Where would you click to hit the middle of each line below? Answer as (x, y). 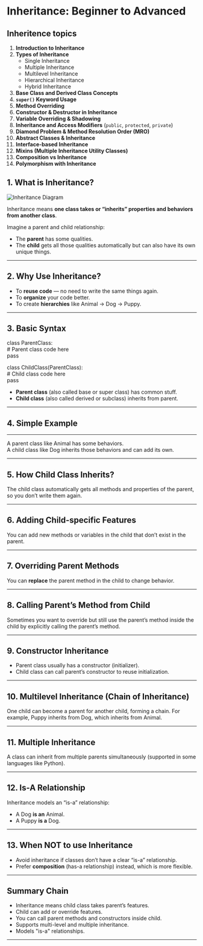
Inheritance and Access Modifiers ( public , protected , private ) (94, 125)
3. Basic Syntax (36, 329)
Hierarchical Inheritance (54, 80)
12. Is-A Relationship (46, 788)
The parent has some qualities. (54, 239)
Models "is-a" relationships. (50, 931)
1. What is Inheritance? (51, 183)
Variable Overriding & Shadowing (58, 119)
